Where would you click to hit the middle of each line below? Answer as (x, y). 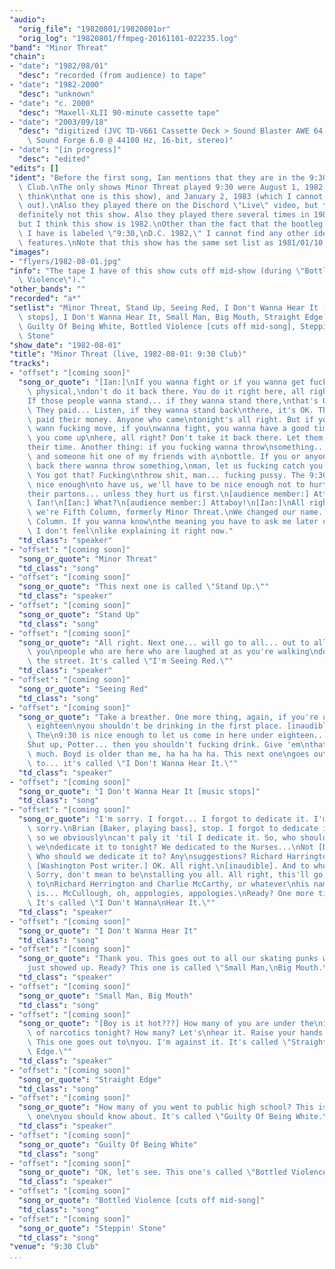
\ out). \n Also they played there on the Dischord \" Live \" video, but (168, 206)
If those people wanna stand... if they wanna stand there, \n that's (173, 401)
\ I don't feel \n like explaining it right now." (130, 531)
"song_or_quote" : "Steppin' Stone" (92, 1228)
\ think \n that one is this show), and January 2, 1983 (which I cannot (171, 196)
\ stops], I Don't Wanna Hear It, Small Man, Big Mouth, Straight (159, 317)
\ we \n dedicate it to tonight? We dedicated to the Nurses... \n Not (170, 847)
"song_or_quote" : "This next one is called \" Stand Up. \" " (144, 587)
